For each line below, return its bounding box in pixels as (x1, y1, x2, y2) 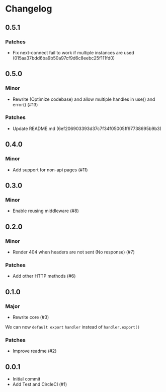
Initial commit (12, 376, 41, 382)
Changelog (5, 3, 52, 15)
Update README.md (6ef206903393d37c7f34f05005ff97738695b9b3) (12, 125, 162, 132)
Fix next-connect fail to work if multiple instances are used (12, 49, 134, 55)
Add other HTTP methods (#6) (12, 273, 76, 279)
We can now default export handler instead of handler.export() (5, 323, 140, 330)
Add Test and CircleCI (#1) (12, 381, 67, 387)
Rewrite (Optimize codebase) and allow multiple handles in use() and (12, 96, 155, 102)
